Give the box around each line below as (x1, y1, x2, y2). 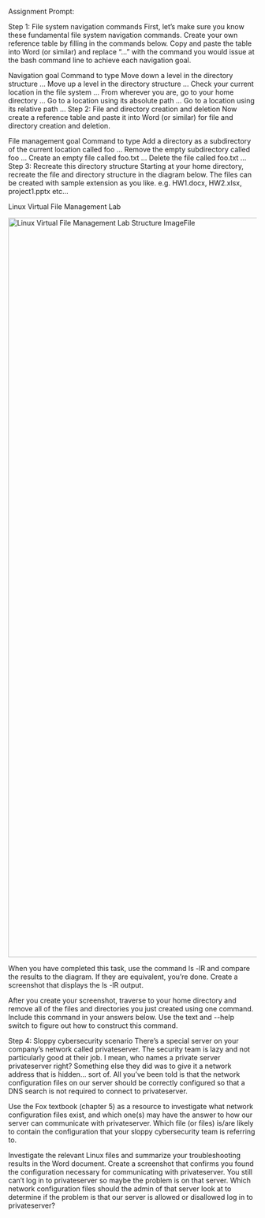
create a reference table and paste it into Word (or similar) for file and (8, 113, 234, 121)
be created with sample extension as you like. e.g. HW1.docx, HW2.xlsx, (8, 178, 242, 188)
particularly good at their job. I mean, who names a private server (8, 1053, 221, 1062)
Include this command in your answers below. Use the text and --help (8, 1013, 235, 1022)
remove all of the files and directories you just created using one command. (8, 1004, 254, 1013)
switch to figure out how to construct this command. (8, 1021, 178, 1030)
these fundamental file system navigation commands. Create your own (8, 31, 238, 39)
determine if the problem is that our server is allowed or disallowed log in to (8, 1193, 254, 1201)
